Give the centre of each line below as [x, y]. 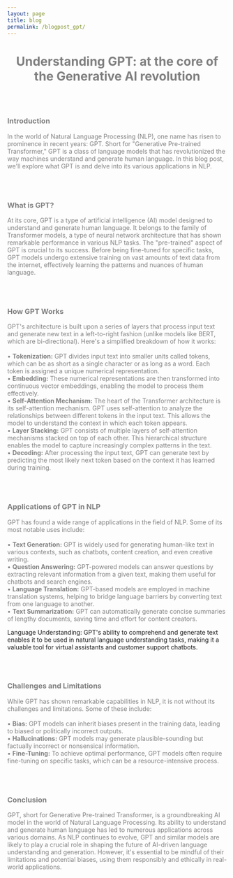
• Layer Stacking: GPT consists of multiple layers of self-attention [102, 431]
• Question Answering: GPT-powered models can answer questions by [111, 566]
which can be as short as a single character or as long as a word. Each [109, 364]
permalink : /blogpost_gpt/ [46, 27]
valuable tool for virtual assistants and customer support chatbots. [103, 647]
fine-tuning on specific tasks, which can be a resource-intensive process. [113, 761]
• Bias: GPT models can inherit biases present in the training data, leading [114, 724]
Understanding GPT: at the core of [117, 61]
